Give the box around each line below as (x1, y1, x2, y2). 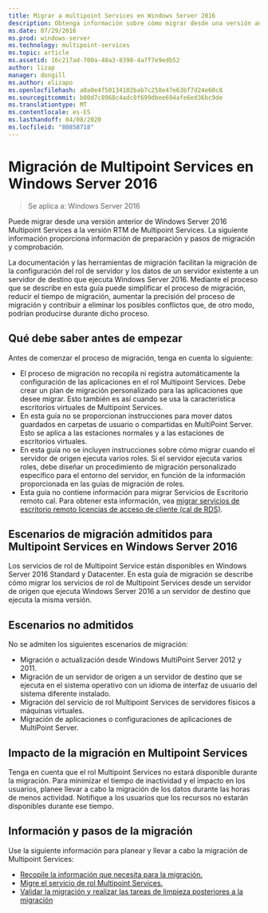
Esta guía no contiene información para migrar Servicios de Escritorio (19, 487, 249, 496)
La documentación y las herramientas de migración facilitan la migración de (8, 257, 258, 267)
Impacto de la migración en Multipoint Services (8, 746, 248, 760)
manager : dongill (8, 71, 66, 79)
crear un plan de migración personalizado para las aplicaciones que (19, 385, 243, 395)
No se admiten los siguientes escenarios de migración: (8, 640, 189, 649)
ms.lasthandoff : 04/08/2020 (8, 116, 102, 124)
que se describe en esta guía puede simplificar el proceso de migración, (8, 283, 246, 293)
